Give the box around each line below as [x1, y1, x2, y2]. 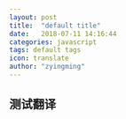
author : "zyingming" [9, 63, 86, 71]
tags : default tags [9, 46, 82, 55]
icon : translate [9, 54, 69, 63]
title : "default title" [9, 21, 101, 30]
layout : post [9, 12, 58, 22]
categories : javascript [9, 37, 98, 47]
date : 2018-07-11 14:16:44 [9, 29, 117, 38]
